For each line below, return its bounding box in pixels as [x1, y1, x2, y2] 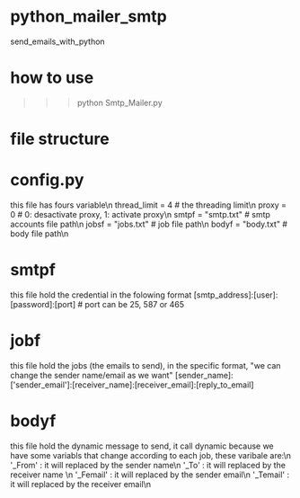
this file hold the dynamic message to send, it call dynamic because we [10, 440, 275, 451]
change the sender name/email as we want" [10, 369, 173, 380]
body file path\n [10, 228, 69, 239]
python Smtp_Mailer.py [76, 97, 163, 108]
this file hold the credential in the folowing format [10, 289, 192, 300]
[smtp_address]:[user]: [193, 289, 278, 300]
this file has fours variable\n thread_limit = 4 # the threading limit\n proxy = [10, 200, 287, 210]
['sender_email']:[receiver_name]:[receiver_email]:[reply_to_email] [10, 379, 254, 390]
